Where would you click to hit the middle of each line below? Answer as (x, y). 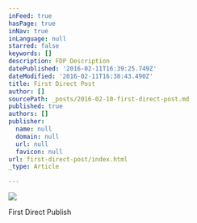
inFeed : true (30, 16)
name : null (34, 129)
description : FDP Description (59, 62)
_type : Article (34, 167)
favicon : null (39, 152)
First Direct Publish (40, 212)
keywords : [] (30, 54)
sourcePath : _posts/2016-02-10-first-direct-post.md (99, 99)
